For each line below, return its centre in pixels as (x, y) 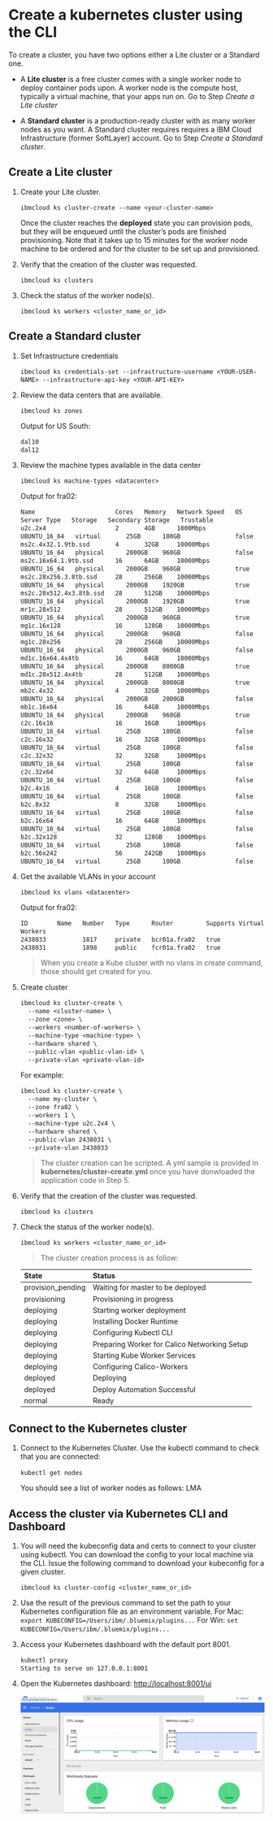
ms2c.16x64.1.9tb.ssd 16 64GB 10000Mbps (115, 561)
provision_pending (55, 1288)
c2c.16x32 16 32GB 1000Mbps (113, 739)
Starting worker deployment (139, 1310)
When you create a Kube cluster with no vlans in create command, (152, 963)
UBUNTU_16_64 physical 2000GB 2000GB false (136, 699)
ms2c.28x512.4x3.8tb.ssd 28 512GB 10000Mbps (115, 593)
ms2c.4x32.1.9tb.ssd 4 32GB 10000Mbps (115, 544)
